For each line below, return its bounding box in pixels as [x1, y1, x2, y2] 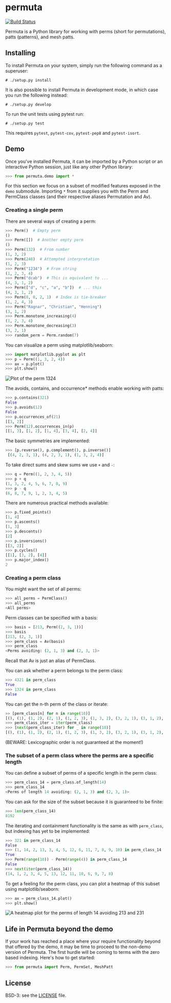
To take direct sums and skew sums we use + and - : [5, 462, 115, 468]
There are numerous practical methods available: [5, 500, 109, 506]
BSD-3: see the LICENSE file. [5, 992, 67, 998]
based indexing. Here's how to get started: [5, 954, 96, 961]
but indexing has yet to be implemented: [5, 828, 91, 834]
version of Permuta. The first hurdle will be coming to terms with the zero [5, 949, 160, 955]
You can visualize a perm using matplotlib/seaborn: [5, 342, 114, 348]
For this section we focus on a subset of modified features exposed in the [5, 183, 161, 189]
